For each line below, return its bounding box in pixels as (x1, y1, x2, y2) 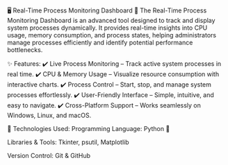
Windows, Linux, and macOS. (7, 111, 92, 119)
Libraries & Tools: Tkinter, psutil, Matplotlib (7, 138, 130, 146)
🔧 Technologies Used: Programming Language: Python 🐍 (7, 125, 170, 132)
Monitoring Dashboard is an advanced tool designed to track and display (7, 17, 215, 24)
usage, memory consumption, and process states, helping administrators (7, 31, 217, 39)
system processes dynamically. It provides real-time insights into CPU (7, 24, 208, 32)
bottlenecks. (7, 46, 43, 54)
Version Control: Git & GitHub (7, 152, 91, 159)
